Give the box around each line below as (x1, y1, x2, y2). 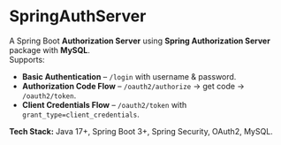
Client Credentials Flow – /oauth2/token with (21, 99, 187, 110)
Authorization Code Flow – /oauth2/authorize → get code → (21, 80, 245, 91)
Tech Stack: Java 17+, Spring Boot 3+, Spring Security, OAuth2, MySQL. (9, 126, 274, 136)
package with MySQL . (9, 44, 91, 55)
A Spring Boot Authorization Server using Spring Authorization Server (9, 35, 271, 46)
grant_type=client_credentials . (21, 109, 140, 119)
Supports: (9, 54, 46, 65)
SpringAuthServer (9, 6, 147, 27)
